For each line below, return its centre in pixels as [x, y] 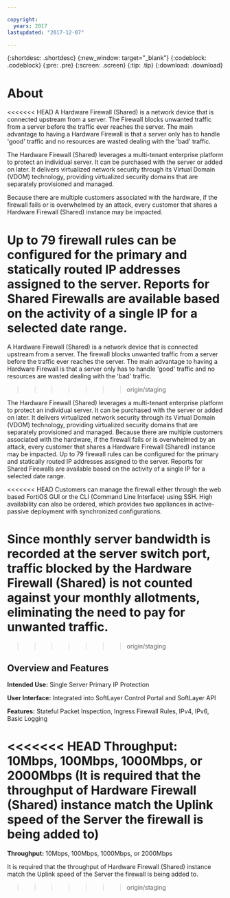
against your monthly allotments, [104, 598]
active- [205, 504]
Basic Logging [27, 718]
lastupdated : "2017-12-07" [46, 32]
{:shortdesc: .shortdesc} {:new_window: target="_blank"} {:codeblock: [107, 58]
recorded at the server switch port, [109, 554]
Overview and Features [58, 668]
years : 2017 [31, 26]
